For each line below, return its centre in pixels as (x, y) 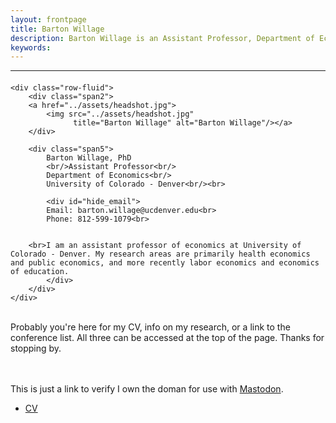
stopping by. (36, 348)
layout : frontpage (48, 19)
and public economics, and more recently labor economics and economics (165, 262)
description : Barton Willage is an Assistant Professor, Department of (162, 38)
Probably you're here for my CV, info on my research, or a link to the (150, 327)
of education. (40, 271)
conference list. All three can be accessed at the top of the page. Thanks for (167, 337)
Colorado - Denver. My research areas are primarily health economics (160, 254)
